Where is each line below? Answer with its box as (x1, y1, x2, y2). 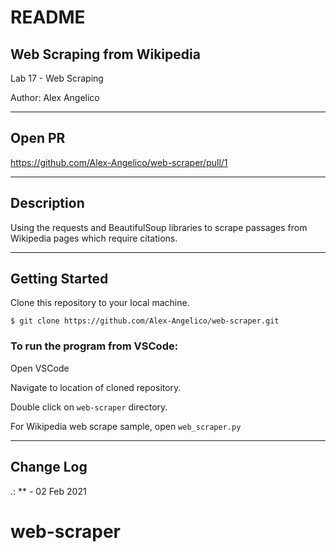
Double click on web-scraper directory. (10, 401, 168, 413)
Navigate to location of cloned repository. (10, 381, 182, 393)
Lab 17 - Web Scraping (10, 72, 104, 84)
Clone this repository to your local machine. (10, 297, 190, 309)
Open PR (10, 130, 66, 147)
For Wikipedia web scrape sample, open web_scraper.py (10, 420, 242, 432)
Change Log (10, 459, 88, 476)
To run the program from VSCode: (10, 339, 179, 353)
